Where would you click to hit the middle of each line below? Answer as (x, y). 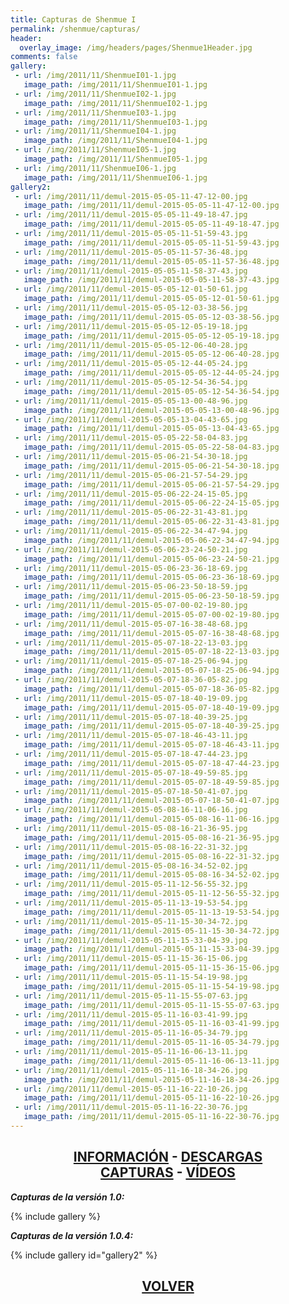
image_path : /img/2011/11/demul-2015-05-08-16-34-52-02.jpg (151, 875)
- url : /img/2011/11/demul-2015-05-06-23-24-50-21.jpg (131, 549)
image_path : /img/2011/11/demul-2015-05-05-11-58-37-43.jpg (151, 280)
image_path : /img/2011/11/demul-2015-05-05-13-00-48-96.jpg (151, 410)
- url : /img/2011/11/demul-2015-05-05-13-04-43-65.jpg (131, 419)
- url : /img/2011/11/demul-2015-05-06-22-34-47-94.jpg (131, 531)
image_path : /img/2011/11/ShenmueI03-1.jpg (115, 122)
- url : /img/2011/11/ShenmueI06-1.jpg (95, 168)
